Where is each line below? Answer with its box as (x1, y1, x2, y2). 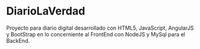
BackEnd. (6, 37, 30, 44)
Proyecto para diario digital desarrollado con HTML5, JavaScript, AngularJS (6, 24, 194, 31)
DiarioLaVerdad (6, 4, 86, 18)
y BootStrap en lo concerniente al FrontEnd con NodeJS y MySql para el (6, 30, 186, 38)
